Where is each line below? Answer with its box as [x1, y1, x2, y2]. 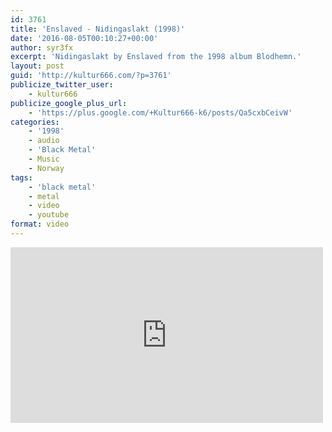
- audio [28, 136, 60, 146]
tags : [10, 172, 33, 183]
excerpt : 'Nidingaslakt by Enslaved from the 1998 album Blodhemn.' [10, 52, 302, 62]
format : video [10, 219, 70, 230]
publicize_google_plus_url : [10, 98, 128, 108]
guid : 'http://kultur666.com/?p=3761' [10, 71, 172, 81]
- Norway [28, 163, 65, 173]
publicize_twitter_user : [10, 80, 114, 90]
